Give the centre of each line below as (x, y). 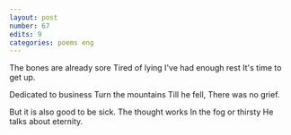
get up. (22, 78)
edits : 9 (26, 34)
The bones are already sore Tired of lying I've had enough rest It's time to (145, 68)
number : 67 (30, 26)
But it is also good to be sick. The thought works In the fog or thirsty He (141, 112)
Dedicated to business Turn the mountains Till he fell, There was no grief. (145, 95)
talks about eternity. (46, 122)
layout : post (34, 17)
